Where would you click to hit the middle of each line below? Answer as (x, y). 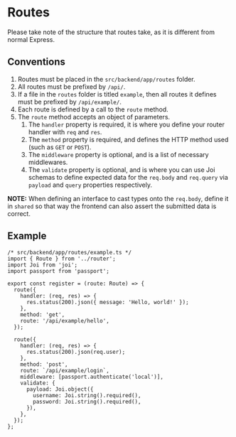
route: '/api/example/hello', (65, 320)
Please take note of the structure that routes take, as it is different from (111, 32)
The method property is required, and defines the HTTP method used (128, 139)
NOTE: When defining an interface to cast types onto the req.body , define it (118, 198)
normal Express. (31, 39)
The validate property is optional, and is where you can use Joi (122, 169)
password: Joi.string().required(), (87, 401)
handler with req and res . (65, 131)
